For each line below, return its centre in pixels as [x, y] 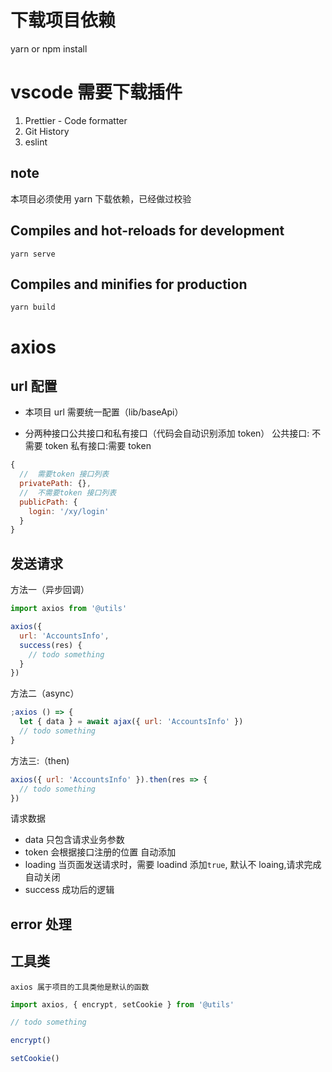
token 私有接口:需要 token [98, 446]
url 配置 [34, 386]
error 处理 [41, 924]
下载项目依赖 [63, 20]
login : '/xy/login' [69, 511]
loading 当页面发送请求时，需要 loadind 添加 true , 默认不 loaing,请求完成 [173, 865]
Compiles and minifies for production [129, 284]
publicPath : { [48, 502]
